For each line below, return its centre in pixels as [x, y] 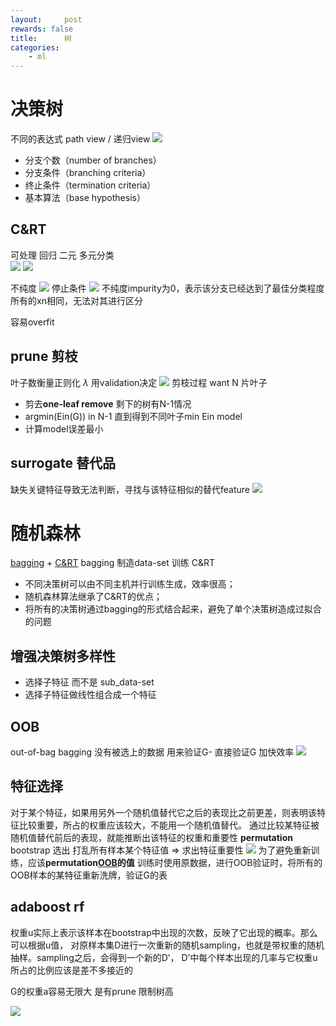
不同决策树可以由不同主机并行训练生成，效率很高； [130, 584]
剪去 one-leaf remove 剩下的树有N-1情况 [108, 403]
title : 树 [41, 38]
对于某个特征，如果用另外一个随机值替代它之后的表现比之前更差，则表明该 [163, 812]
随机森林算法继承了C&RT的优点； [93, 597]
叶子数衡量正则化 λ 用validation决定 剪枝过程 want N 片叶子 [139, 382]
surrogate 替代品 [63, 463]
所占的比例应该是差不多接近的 [71, 970]
